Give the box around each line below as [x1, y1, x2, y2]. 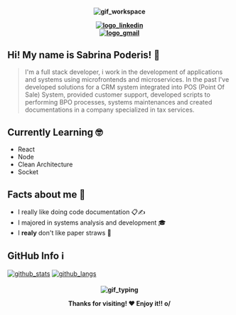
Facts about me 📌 [7, 188, 86, 201]
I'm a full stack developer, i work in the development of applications [24, 68, 223, 76]
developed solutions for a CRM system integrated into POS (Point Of [24, 83, 225, 92]
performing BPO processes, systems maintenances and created [24, 98, 213, 107]
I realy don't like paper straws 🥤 [17, 229, 112, 237]
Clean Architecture [17, 160, 73, 169]
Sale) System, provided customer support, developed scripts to [24, 90, 211, 99]
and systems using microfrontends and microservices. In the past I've [24, 75, 230, 84]
